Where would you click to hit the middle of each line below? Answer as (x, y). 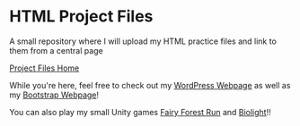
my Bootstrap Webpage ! (54, 95)
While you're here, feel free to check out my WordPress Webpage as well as (150, 85)
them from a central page (56, 50)
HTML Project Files (81, 17)
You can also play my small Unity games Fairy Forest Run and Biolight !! (140, 112)
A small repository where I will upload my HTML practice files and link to (143, 41)
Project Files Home (44, 68)
